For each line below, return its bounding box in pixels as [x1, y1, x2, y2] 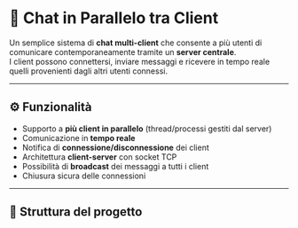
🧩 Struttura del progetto [9, 204, 143, 220]
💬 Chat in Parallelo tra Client [9, 8, 219, 28]
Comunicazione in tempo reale [21, 132, 136, 143]
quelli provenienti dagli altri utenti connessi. [9, 66, 169, 76]
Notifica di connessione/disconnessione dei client [21, 142, 210, 153]
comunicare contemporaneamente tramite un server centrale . [9, 46, 237, 57]
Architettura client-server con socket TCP [21, 151, 177, 162]
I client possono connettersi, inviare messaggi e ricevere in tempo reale [9, 56, 271, 67]
